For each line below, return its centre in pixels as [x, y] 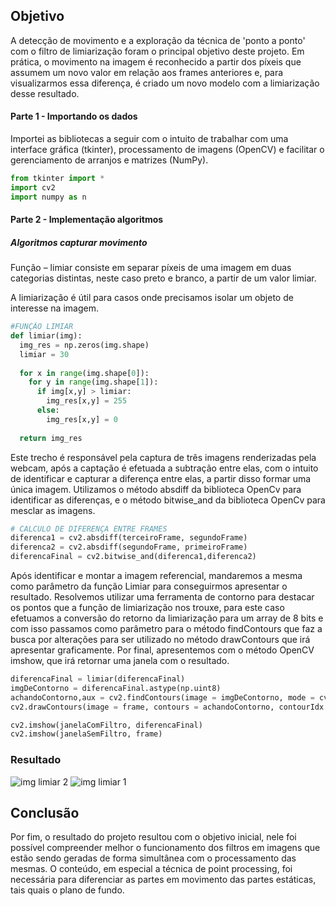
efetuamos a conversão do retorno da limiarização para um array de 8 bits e [167, 618]
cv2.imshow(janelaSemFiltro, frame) [86, 734]
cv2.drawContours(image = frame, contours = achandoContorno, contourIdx [167, 707]
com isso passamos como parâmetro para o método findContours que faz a [166, 629]
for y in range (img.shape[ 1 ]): [93, 382]
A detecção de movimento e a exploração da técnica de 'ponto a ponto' [158, 40]
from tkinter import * [57, 179]
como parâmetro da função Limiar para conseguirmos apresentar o [149, 586]
